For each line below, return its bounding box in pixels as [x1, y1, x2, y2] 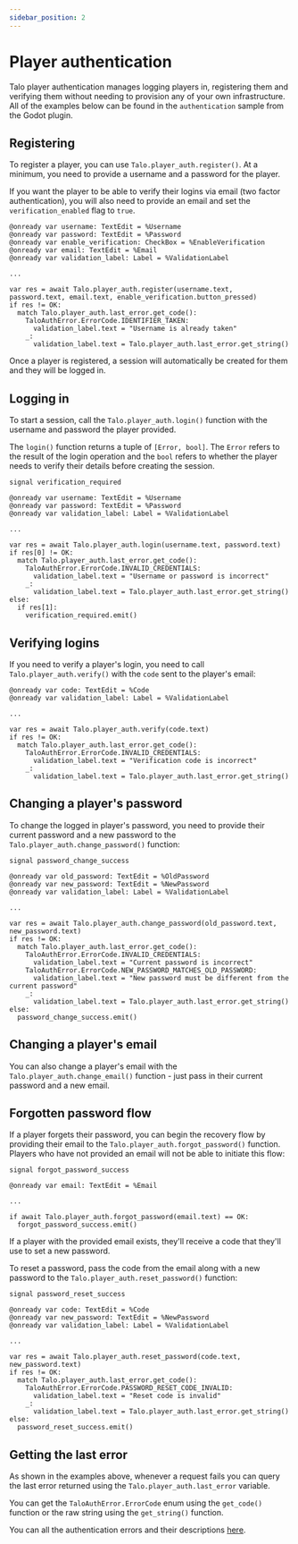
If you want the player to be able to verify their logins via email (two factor [9, 186, 281, 197]
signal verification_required [9, 478, 122, 488]
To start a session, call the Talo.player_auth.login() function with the [9, 415, 268, 426]
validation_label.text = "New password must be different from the [32, 973, 290, 982]
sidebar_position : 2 [9, 13, 87, 22]
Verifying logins [9, 635, 100, 650]
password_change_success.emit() [17, 1013, 138, 1022]
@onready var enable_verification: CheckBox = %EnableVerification [9, 238, 266, 247]
